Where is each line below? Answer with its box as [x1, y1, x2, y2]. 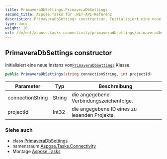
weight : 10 [5, 26, 28, 31]
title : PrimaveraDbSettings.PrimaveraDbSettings [5, 7, 108, 12]
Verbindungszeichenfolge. [71, 97, 133, 104]
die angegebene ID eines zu [71, 105, 137, 112]
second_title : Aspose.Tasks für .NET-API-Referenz [5, 12, 112, 17]
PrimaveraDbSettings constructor [5, 49, 112, 57]
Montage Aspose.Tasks [12, 148, 61, 154]
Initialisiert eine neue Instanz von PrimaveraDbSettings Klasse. [5, 62, 131, 68]
